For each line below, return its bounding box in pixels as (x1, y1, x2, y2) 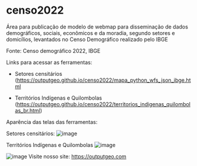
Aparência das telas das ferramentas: (6, 118, 98, 125)
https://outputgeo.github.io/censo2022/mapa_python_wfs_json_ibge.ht (17, 76, 191, 84)
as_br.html (14, 107, 40, 114)
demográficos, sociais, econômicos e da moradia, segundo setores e (6, 29, 175, 36)
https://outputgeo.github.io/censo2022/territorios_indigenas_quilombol (17, 100, 191, 107)
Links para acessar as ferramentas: (6, 59, 93, 66)
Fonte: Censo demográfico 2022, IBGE (6, 47, 101, 54)
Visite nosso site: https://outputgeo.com (28, 152, 126, 160)
